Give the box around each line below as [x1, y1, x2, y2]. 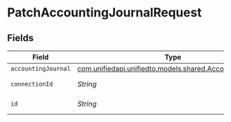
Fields [7, 32, 34, 44]
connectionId [10, 80, 54, 88]
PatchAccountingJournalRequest [7, 5, 202, 21]
